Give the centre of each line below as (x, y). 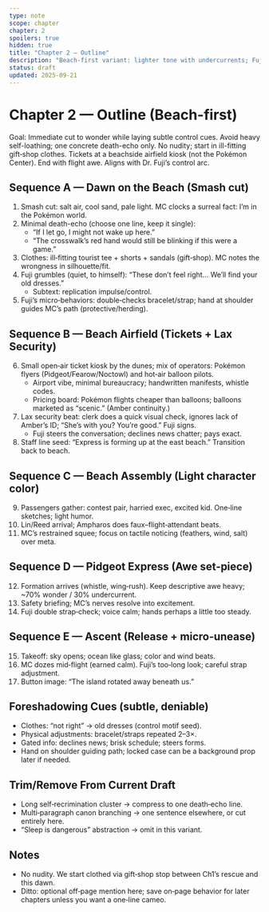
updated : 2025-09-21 (44, 75)
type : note (27, 16)
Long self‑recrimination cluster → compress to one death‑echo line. (131, 804)
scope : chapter (34, 23)
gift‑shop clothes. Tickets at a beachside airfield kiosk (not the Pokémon (128, 154)
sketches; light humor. (57, 516)
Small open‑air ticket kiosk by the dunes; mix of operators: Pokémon (133, 366)
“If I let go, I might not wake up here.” (93, 232)
